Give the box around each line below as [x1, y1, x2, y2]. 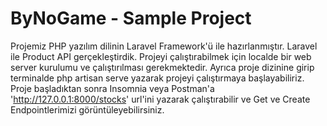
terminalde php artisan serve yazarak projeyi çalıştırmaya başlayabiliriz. [10, 72, 305, 84]
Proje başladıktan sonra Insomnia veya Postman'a [10, 82, 215, 94]
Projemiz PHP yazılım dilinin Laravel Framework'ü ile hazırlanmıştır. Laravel [10, 40, 318, 52]
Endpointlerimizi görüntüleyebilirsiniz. [10, 103, 165, 116]
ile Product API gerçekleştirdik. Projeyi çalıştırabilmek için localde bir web [10, 50, 312, 62]
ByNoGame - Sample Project [10, 7, 252, 30]
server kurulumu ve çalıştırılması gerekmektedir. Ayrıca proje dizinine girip [10, 61, 315, 73]
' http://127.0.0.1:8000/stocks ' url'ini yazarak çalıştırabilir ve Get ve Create [10, 93, 311, 105]
